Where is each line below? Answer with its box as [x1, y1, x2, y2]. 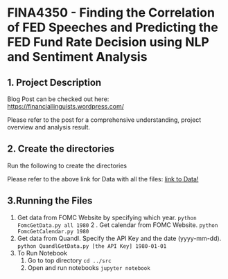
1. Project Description [7, 76, 102, 88]
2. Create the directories [7, 143, 115, 155]
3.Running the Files [7, 195, 93, 207]
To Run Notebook [17, 249, 68, 257]
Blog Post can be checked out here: [7, 95, 109, 103]
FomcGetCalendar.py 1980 [17, 228, 89, 235]
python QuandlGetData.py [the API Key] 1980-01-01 [17, 242, 167, 250]
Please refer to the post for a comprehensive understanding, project [7, 116, 202, 124]
